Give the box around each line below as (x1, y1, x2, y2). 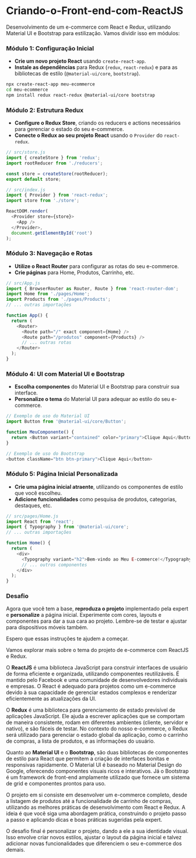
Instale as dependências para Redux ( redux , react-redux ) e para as (14, 64, 178, 71)
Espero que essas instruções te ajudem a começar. (6, 635, 129, 642)
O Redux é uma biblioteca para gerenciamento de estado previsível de (6, 706, 176, 713)
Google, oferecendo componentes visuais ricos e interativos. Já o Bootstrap (6, 768, 189, 775)
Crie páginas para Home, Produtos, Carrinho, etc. (14, 269, 135, 276)
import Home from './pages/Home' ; (6, 291, 90, 297)
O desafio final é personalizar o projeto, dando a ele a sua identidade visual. (6, 828, 188, 835)
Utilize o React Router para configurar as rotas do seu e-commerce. (14, 262, 179, 270)
